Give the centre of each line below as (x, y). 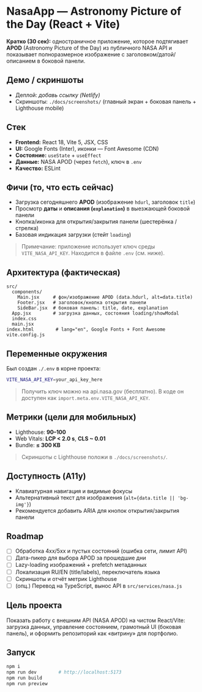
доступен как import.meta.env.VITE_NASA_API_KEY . (86, 398)
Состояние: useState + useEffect (58, 155)
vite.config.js (26, 335)
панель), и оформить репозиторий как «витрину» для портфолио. (92, 633)
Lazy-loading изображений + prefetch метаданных (81, 565)
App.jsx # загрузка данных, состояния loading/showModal (95, 313)
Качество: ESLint (38, 168)
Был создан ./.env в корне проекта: (54, 368)
